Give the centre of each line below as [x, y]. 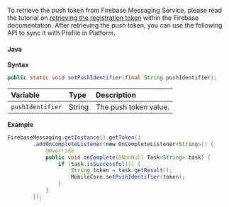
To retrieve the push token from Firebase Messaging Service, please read [114, 10]
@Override [60, 151]
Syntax [18, 65]
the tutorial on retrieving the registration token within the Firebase [103, 18]
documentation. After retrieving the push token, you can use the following [115, 25]
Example [21, 125]
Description [116, 95]
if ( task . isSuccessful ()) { [99, 164]
